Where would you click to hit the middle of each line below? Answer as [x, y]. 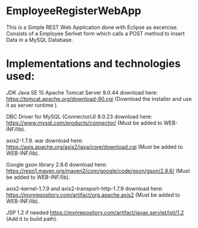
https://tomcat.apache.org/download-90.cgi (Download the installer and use [99, 99]
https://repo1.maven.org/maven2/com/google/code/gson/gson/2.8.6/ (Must [98, 171]
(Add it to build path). [32, 219]
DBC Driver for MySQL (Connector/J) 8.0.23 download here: [79, 116]
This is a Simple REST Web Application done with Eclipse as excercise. [92, 27]
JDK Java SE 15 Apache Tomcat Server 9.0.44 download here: [82, 92]
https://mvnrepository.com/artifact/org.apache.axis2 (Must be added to [93, 195]
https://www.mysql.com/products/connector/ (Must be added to [84, 123]
